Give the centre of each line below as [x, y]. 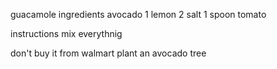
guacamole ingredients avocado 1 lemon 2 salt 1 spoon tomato [138, 14]
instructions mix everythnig [66, 33]
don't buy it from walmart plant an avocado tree [108, 53]
